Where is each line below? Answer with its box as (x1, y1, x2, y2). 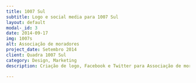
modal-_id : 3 (6, 25, 38, 31)
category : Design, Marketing (6, 57, 77, 63)
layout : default (6, 19, 45, 25)
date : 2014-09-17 (6, 30, 48, 36)
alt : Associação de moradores (6, 41, 80, 47)
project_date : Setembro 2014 (6, 47, 77, 53)
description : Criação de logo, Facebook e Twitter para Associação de (6, 63, 181, 69)
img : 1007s (6, 36, 33, 41)
